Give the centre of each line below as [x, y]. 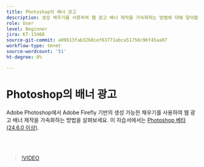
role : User [20, 23]
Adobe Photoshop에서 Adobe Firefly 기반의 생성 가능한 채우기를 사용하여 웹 [98, 112]
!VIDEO [30, 158]
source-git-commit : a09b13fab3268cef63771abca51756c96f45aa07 [87, 40]
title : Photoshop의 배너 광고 [41, 12]
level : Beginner [27, 29]
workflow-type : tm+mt [34, 46]
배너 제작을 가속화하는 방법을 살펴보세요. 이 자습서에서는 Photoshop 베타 [99, 120]
